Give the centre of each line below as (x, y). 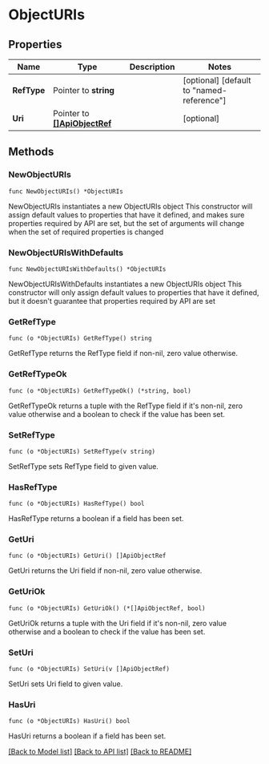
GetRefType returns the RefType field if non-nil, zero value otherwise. (123, 354)
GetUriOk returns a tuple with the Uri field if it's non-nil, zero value (117, 623)
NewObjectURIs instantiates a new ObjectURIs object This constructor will (130, 206)
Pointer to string (84, 90)
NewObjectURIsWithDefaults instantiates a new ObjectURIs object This (125, 284)
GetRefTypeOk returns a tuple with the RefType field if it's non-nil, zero (125, 406)
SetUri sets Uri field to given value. (66, 684)
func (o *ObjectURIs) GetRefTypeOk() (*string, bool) (100, 390)
